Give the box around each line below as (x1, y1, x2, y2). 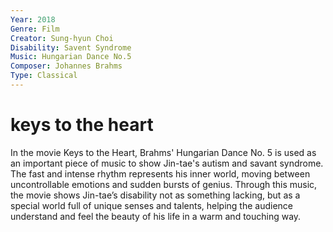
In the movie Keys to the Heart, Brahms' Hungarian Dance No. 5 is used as (10, 146, 317, 158)
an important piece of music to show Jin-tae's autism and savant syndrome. (10, 157, 324, 169)
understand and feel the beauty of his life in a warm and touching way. (10, 210, 302, 222)
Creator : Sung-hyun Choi (10, 33, 114, 43)
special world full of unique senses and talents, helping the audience (10, 199, 293, 211)
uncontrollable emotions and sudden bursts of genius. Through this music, (10, 178, 318, 190)
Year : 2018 (10, 14, 56, 25)
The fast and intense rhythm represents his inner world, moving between (10, 167, 311, 180)
